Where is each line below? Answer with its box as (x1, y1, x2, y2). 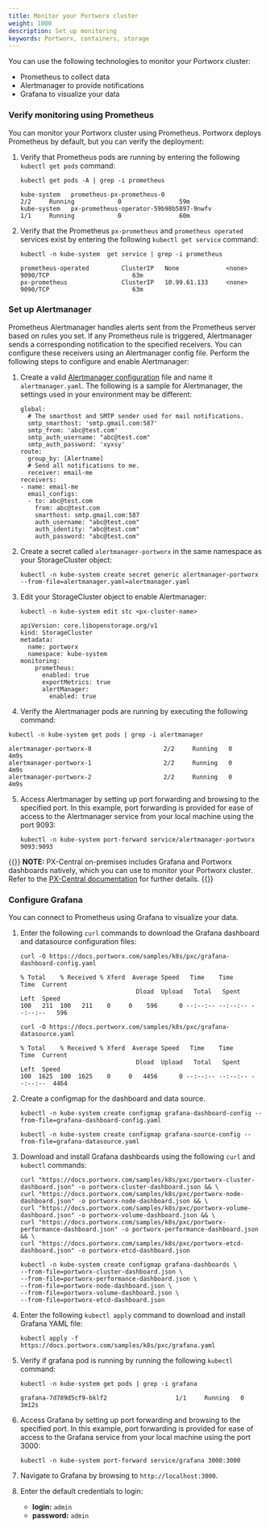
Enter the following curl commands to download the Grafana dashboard (19, 928, 260, 938)
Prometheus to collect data (19, 72, 110, 82)
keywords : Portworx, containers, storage (8, 34, 150, 43)
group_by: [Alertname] (27, 454, 104, 463)
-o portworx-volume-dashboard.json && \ (77, 1211, 216, 1219)
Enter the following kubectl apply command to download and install (19, 1310, 246, 1320)
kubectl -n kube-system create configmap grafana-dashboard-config (19, 1110, 251, 1118)
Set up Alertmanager (8, 304, 92, 315)
